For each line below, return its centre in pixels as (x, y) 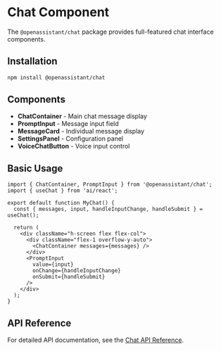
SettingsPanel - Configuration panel (70, 139)
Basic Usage (35, 168)
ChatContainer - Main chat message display (82, 116)
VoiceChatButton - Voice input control (74, 146)
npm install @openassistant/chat (56, 77)
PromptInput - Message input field (68, 124)
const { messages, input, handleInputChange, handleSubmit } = (108, 209)
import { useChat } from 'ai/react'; (63, 191)
